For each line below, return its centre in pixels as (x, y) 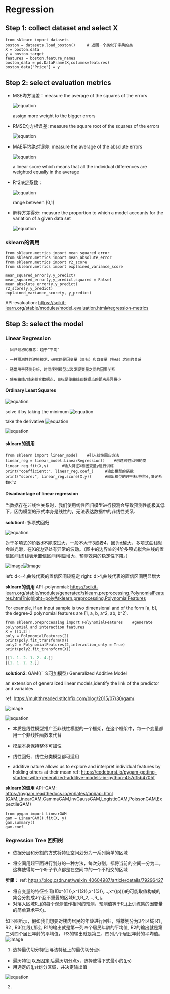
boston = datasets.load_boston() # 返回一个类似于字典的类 (69, 45)
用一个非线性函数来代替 (37, 735)
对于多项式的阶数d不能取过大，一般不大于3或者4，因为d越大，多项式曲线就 (84, 543)
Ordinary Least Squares (31, 390)
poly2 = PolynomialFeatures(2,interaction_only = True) (65, 645)
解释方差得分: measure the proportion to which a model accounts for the (88, 213)
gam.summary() (20, 823)
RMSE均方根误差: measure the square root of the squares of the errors (86, 126)
